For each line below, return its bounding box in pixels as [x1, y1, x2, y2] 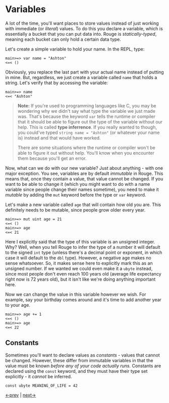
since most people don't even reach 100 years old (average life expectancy [5, 271, 161, 277]
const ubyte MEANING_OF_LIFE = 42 [5, 383, 78, 388]
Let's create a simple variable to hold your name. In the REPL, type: [5, 46, 145, 52]
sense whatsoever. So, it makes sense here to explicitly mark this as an [5, 260, 153, 266]
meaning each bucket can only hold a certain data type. [5, 36, 121, 42]
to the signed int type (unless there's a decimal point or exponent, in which [5, 249, 162, 255]
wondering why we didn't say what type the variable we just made [17, 108, 155, 114]
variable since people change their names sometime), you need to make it [5, 186, 159, 192]
